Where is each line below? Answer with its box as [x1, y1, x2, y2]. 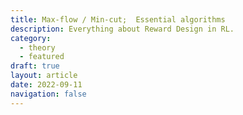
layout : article [10, 71, 78, 81]
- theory [19, 42, 56, 53]
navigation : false [10, 89, 87, 99]
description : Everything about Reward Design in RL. [10, 24, 235, 34]
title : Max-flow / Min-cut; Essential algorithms [10, 14, 226, 25]
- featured [19, 52, 65, 62]
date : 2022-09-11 [10, 80, 83, 90]
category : [10, 33, 52, 43]
